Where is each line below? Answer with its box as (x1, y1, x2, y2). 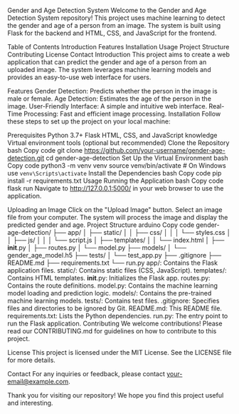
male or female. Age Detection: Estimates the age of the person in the (7, 94, 212, 103)
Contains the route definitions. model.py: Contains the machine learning (7, 281, 218, 290)
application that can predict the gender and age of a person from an (7, 58, 207, 66)
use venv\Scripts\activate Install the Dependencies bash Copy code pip (7, 169, 222, 177)
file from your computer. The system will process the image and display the (7, 213, 228, 221)
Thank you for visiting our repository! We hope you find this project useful (7, 391, 224, 399)
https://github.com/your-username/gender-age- (84, 146, 225, 154)
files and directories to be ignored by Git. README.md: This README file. (7, 304, 223, 313)
